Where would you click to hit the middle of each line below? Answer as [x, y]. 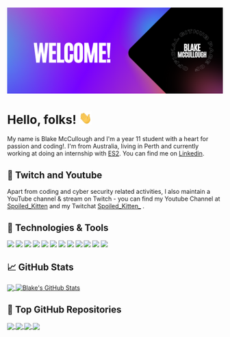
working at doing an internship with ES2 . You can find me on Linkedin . [106, 153]
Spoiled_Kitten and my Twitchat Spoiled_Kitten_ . [76, 206]
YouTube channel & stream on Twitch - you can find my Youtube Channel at [114, 199]
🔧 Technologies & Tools [58, 228]
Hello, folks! [42, 120]
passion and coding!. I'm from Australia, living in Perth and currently [103, 146]
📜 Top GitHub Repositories [64, 309]
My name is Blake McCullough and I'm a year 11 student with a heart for [108, 139]
